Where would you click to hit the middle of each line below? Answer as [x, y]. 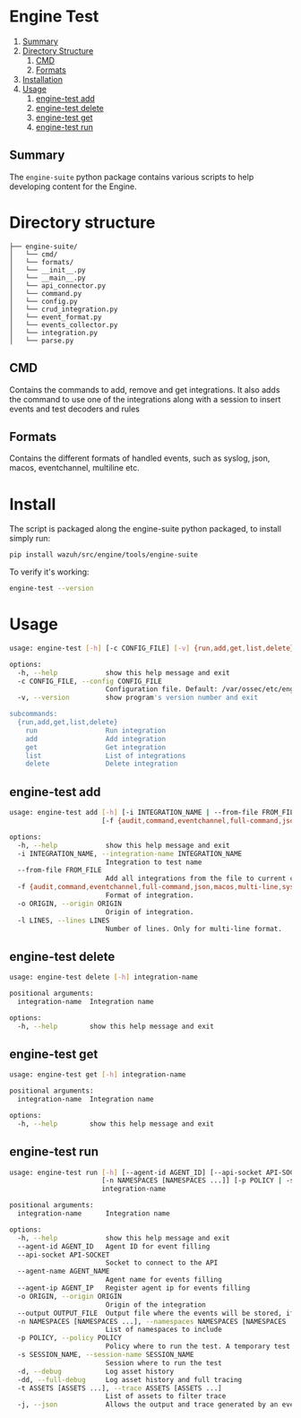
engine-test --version [52, 589]
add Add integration [96, 739]
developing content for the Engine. [73, 186]
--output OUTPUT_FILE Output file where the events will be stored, [150, 1313]
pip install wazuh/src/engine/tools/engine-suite [104, 555]
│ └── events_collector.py [64, 324]
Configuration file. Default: [162, 689]
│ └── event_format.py [56, 317]
